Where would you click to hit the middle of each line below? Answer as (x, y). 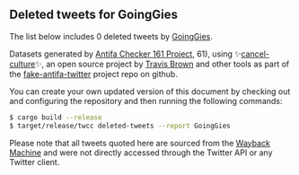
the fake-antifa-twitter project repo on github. (93, 74)
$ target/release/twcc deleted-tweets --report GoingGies (120, 126)
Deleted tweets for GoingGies (93, 15)
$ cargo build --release (56, 117)
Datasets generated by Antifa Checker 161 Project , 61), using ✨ (125, 54)
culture (22, 64)
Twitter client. (35, 162)
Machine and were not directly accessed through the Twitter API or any (141, 153)
